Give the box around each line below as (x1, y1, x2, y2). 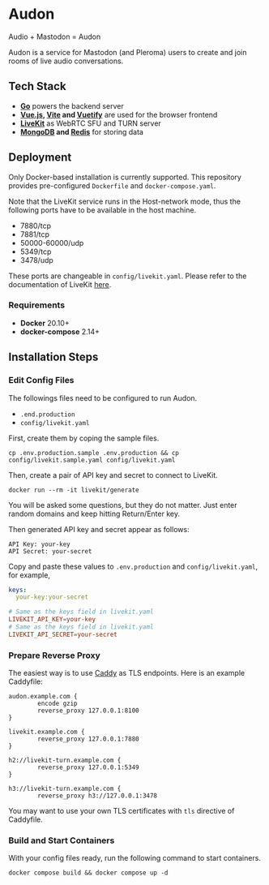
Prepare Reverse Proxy (8, 650, 101, 661)
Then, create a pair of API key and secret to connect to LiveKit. (8, 470, 219, 479)
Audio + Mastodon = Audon (8, 32, 101, 41)
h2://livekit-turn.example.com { (8, 756, 122, 765)
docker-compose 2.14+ (19, 326, 100, 337)
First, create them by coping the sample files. (8, 433, 160, 443)
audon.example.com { (8, 693, 79, 701)
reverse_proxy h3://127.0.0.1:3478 (37, 792, 158, 800)
